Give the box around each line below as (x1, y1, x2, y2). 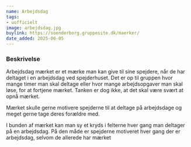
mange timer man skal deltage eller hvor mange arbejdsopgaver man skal (6, 80, 183, 87)
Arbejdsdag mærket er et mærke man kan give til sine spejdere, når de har (6, 68, 186, 75)
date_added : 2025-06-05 (6, 36, 64, 41)
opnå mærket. (6, 93, 40, 100)
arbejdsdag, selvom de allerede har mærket (6, 134, 112, 141)
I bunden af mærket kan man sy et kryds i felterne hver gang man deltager (6, 122, 185, 129)
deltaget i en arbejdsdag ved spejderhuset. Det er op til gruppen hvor (6, 74, 173, 82)
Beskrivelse (6, 55, 40, 63)
